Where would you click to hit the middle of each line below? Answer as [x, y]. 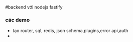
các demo [18, 20]
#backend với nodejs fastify [34, 7]
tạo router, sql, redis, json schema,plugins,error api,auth [70, 31]
